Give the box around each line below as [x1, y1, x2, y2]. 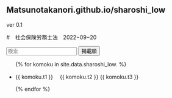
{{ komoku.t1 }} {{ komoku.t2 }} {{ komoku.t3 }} [15, 73, 139, 80]
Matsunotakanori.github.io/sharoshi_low [6, 5, 166, 15]
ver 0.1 [6, 21, 23, 28]
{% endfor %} [15, 85, 51, 93]
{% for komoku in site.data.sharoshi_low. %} [15, 60, 127, 68]
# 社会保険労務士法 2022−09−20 [6, 33, 97, 41]
